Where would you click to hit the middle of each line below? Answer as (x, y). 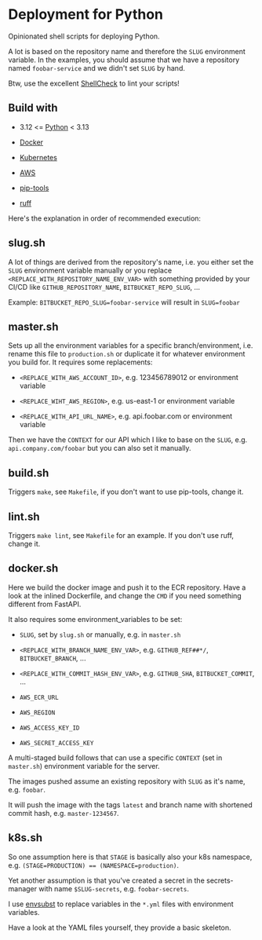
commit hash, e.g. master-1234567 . (64, 813)
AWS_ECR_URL (39, 697)
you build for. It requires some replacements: (80, 362)
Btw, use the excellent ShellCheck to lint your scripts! (94, 83)
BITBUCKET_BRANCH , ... (53, 658)
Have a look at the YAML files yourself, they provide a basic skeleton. (120, 927)
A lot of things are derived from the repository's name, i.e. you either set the (131, 262)
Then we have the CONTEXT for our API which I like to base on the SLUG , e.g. (128, 440)
